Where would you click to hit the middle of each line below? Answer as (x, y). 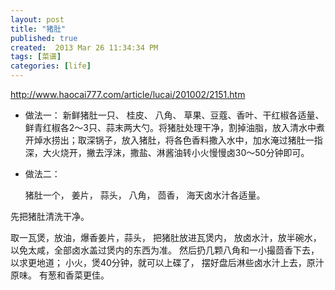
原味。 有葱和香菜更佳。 (60, 275)
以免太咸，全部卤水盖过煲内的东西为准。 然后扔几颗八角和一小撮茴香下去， (165, 250)
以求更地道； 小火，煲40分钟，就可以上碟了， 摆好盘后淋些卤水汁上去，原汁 (167, 262)
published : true (44, 38)
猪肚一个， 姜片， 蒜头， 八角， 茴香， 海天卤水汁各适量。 (145, 195)
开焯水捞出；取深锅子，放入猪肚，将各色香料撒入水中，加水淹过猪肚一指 (173, 140)
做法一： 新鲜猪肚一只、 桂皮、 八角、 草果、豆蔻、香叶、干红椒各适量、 (174, 115)
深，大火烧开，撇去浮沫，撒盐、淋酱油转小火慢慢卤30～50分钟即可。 (167, 152)
